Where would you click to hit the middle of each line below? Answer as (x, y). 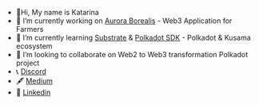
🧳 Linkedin (33, 92)
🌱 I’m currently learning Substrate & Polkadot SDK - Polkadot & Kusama (133, 37)
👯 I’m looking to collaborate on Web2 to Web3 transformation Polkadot (132, 54)
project (28, 63)
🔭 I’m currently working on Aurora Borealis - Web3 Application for (124, 21)
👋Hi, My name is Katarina (58, 12)
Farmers (30, 29)
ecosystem (34, 46)
